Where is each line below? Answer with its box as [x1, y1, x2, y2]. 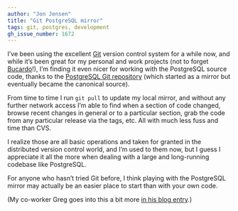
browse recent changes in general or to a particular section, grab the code [7, 109, 225, 117]
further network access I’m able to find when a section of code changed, [7, 101, 221, 110]
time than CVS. [7, 124, 52, 132]
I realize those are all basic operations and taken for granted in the [7, 138, 202, 146]
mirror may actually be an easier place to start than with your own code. [7, 182, 218, 190]
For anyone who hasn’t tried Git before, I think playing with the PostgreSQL [7, 174, 226, 183]
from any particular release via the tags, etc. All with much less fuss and [7, 117, 219, 125]
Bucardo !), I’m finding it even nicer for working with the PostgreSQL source [7, 65, 227, 73]
